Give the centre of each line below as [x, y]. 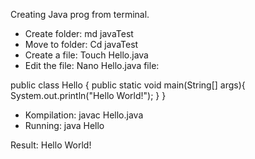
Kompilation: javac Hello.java [84, 115]
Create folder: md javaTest [79, 33]
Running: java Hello [64, 125]
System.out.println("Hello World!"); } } [88, 95]
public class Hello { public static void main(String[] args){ [128, 85]
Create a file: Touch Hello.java [86, 55]
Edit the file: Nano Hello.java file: [92, 65]
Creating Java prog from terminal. [80, 14]
